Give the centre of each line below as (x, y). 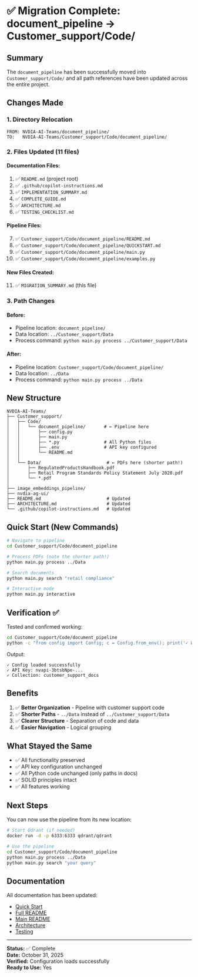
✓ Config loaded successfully (44, 665)
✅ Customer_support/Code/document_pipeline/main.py (80, 252)
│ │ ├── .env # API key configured (82, 448)
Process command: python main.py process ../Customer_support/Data (101, 340)
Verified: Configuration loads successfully (58, 961)
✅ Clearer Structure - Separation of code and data (77, 720)
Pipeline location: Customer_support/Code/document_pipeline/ (89, 367)
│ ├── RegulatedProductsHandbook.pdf (61, 468)
